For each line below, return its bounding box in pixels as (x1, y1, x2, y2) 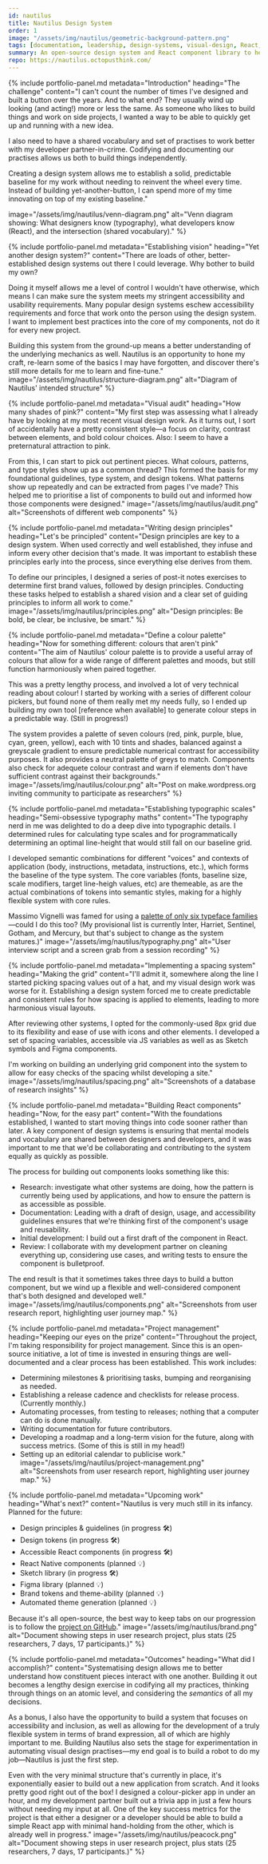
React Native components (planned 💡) (19, 1558, 146, 1568)
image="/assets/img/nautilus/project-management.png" (19, 1457, 205, 1467)
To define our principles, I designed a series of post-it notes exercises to (8, 572, 247, 581)
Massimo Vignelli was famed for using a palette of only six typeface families (8, 911, 258, 921)
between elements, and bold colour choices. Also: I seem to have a (8, 432, 229, 442)
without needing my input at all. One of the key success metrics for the (8, 1804, 241, 1814)
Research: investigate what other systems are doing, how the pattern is (19, 1182, 254, 1192)
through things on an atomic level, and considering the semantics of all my (8, 1688, 254, 1698)
